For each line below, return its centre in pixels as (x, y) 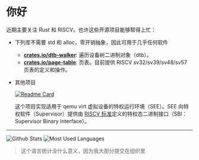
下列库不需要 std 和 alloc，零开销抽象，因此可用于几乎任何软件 (92, 42)
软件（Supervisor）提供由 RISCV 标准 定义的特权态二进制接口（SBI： (104, 114)
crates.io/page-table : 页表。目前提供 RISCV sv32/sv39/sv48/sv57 (105, 62)
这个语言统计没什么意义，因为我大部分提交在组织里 (83, 151)
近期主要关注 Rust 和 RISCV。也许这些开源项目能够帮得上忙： (81, 30)
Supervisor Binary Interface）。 (52, 121)
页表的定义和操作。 (47, 69)
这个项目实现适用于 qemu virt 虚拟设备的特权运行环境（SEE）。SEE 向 (99, 106)
